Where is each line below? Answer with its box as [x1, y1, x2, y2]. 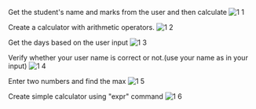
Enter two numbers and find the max [8, 77, 126, 85]
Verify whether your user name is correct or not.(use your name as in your [8, 53, 249, 62]
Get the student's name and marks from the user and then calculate [8, 8, 228, 16]
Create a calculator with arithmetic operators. [8, 23, 155, 31]
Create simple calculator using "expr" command [8, 92, 163, 101]
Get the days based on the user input [8, 38, 128, 47]
